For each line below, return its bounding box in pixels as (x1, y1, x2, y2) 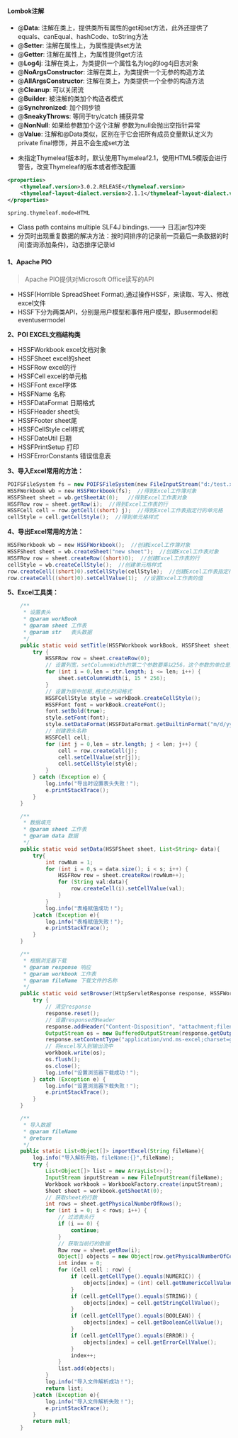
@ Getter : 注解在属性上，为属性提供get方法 (17, 50, 143, 59)
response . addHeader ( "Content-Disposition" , (45, 1023, 176, 1030)
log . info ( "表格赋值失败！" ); (45, 918, 124, 925)
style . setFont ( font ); (45, 714, 110, 722)
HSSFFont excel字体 (17, 380, 77, 389)
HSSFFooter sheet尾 (17, 416, 78, 424)
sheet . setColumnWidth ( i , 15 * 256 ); (57, 675, 166, 682)
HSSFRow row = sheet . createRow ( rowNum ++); (57, 872, 186, 879)
